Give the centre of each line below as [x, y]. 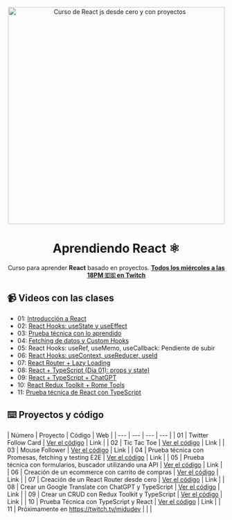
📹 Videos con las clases [61, 298]
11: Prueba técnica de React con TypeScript [79, 392]
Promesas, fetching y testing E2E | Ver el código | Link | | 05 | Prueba [106, 457]
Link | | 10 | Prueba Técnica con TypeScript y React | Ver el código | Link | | [114, 501]
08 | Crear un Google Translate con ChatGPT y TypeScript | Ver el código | [114, 487]
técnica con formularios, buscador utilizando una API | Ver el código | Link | [115, 464]
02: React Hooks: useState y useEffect [72, 326]
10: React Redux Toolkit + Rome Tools [71, 385]
